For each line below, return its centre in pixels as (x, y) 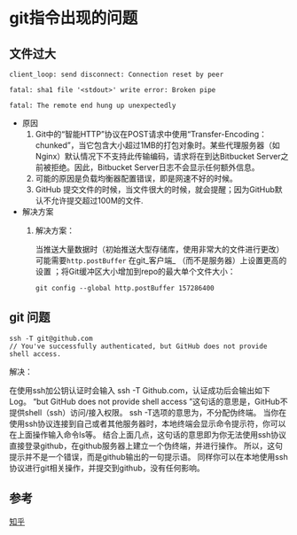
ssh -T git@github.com (51, 338)
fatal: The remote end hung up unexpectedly (93, 105)
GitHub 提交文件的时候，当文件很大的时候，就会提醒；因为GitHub (155, 190)
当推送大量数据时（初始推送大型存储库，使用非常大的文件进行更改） (160, 249)
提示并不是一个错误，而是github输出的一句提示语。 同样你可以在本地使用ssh (148, 456)
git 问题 (30, 318)
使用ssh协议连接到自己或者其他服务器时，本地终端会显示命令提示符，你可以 (148, 423)
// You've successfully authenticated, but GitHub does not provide (138, 346)
